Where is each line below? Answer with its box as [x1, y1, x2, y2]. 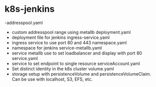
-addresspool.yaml [4, 20, 43, 26]
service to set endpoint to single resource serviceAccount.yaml [11, 60, 141, 66]
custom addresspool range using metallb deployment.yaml [11, 29, 131, 35]
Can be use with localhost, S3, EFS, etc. [11, 76, 93, 82]
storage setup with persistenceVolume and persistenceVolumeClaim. [11, 71, 152, 77]
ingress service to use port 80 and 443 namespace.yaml [11, 39, 127, 45]
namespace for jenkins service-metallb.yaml [11, 45, 102, 51]
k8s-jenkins [4, 3, 55, 15]
